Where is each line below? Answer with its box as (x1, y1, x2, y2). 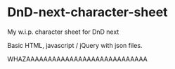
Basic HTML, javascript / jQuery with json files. (7, 41, 143, 49)
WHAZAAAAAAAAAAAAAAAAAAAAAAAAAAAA (7, 54, 148, 63)
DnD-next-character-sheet (7, 4, 168, 20)
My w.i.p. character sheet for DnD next (7, 27, 119, 36)
